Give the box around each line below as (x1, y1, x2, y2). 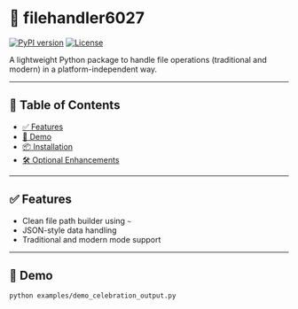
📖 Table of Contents (9, 97, 121, 113)
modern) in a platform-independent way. (9, 64, 158, 74)
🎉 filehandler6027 (9, 8, 145, 28)
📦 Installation (21, 141, 74, 151)
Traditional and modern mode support (21, 234, 161, 244)
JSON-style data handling (21, 225, 117, 236)
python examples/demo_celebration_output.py (9, 291, 176, 300)
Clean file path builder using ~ (21, 215, 131, 226)
